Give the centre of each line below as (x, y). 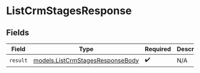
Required (158, 49)
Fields (18, 33)
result (18, 60)
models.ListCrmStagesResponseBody (86, 60)
